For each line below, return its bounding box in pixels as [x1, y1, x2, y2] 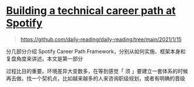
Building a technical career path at [6, 4, 176, 18]
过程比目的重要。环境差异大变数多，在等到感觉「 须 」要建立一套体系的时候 [6, 67, 188, 74]
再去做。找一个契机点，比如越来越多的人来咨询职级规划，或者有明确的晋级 [6, 75, 185, 82]
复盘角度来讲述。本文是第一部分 [6, 55, 83, 62]
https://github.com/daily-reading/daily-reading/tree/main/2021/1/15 [20, 36, 182, 43]
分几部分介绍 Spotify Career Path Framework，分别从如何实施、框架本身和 [6, 48, 186, 55]
